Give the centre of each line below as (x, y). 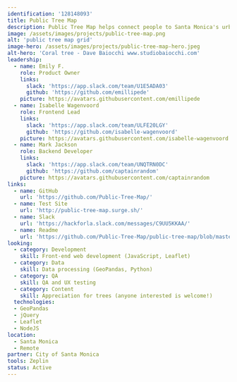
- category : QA (36, 276)
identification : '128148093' (50, 14)
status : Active (30, 368)
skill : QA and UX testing (58, 283)
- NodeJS (26, 328)
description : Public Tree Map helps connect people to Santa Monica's (113, 27)
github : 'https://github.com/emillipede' (88, 92)
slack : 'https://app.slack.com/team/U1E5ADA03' (97, 86)
